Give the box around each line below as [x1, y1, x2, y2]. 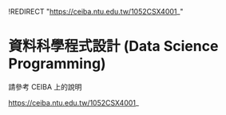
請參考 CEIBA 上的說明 [8, 81, 82, 91]
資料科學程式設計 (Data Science [8, 38, 219, 55]
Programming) [8, 55, 106, 73]
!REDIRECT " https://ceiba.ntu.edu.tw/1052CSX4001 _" [8, 7, 184, 16]
